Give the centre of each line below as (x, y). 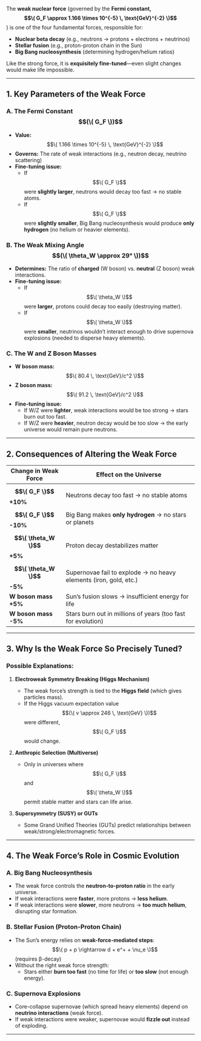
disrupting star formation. (46, 911)
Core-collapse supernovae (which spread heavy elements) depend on (101, 1007)
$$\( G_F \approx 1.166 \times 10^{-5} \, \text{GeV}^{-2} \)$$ (100, 18)
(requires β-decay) (38, 959)
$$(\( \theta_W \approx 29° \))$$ (100, 256)
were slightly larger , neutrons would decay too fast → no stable (103, 191)
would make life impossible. (40, 70)
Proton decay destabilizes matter (112, 545)
